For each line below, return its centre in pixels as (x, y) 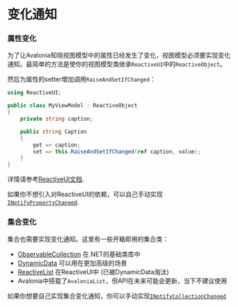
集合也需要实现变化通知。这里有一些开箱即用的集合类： (88, 239)
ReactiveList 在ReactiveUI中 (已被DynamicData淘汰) (93, 271)
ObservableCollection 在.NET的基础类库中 (79, 254)
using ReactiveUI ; (34, 93)
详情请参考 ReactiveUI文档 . (46, 179)
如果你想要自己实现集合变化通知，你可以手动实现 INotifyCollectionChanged (117, 296)
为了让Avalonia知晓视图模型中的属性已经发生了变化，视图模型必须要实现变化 (119, 55)
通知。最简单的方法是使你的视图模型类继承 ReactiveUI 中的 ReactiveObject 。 (117, 64)
